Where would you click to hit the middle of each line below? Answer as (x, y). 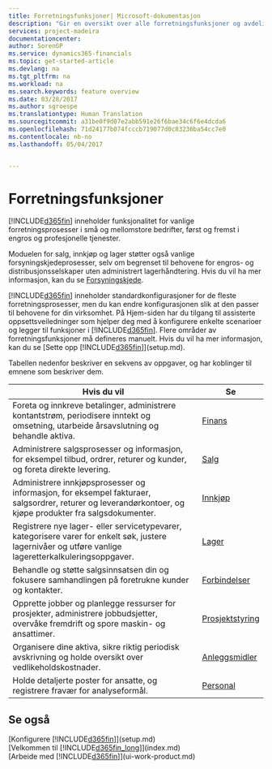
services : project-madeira (54, 31)
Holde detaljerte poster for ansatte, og (85, 680)
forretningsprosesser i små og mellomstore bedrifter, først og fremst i (124, 230)
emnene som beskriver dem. (56, 372)
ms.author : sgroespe (43, 106)
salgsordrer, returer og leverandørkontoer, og (98, 503)
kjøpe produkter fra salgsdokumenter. (84, 513)
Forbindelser (226, 580)
